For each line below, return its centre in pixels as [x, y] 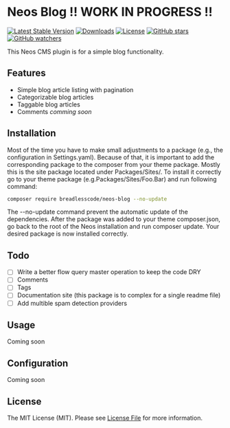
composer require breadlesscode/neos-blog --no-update [87, 199]
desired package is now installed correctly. [68, 234]
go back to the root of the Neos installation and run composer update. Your [113, 227]
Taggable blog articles [48, 104]
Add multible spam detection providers [72, 303]
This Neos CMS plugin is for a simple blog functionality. [85, 52]
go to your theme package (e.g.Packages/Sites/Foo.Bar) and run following [112, 179]
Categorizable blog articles [55, 97]
